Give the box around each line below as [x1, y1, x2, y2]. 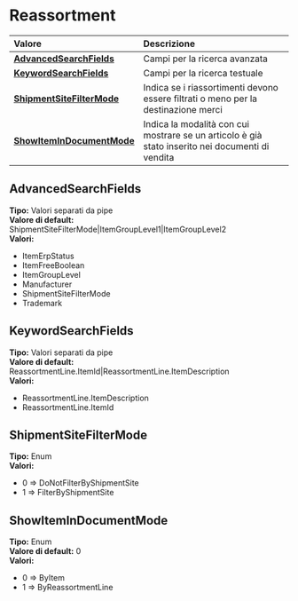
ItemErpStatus [21, 250, 74, 261]
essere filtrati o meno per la [143, 92, 258, 105]
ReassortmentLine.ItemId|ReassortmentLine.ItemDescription [9, 366, 230, 376]
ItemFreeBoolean [21, 259, 85, 271]
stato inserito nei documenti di [143, 139, 270, 152]
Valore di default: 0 [9, 546, 82, 557]
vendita [143, 151, 175, 163]
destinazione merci [143, 103, 223, 115]
